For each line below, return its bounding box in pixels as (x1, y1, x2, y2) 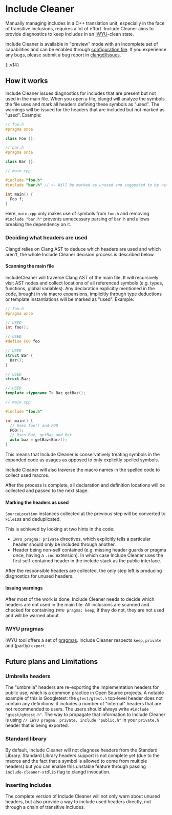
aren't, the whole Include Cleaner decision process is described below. (5, 251, 155, 257)
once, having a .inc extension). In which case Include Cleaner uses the (12, 552, 163, 559)
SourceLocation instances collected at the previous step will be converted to (5, 511, 166, 517)
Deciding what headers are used (5, 234, 88, 241)
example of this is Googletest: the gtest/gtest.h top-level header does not (5, 695, 163, 701)
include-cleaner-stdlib (5, 769, 56, 775)
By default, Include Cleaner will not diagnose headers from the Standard (5, 747, 158, 753)
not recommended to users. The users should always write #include (5, 706, 149, 712)
